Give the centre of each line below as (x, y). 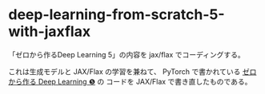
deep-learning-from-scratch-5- (117, 15)
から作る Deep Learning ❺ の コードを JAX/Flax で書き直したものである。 (130, 81)
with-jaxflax (49, 31)
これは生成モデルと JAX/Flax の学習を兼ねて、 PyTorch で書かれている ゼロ (132, 71)
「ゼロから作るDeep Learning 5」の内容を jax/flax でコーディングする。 (127, 54)
